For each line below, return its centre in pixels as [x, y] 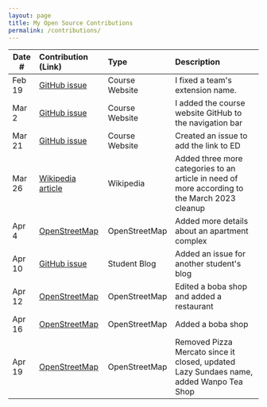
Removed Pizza [203, 342]
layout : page [30, 15]
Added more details [211, 221]
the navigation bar [209, 123]
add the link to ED [207, 146]
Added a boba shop [211, 324]
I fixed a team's [203, 80]
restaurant [194, 306]
